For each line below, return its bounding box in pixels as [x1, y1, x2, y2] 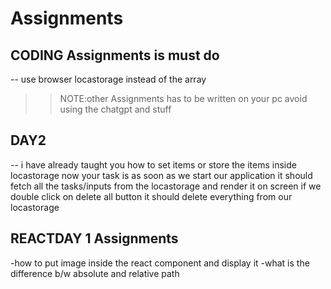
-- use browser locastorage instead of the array [10, 73, 207, 85]
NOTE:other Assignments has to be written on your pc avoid [59, 93, 308, 104]
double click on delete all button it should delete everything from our [10, 190, 293, 202]
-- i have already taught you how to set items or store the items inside [10, 158, 297, 171]
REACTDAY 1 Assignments [10, 230, 179, 247]
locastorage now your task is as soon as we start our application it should [10, 169, 313, 181]
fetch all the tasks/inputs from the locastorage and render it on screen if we [10, 180, 322, 192]
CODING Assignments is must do [10, 47, 220, 64]
